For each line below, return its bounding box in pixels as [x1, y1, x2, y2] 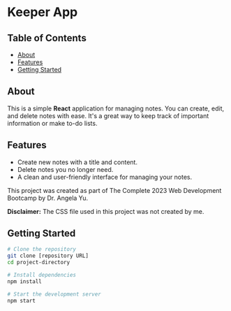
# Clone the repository [7, 246, 77, 253]
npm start [7, 297, 36, 304]
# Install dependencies [7, 272, 77, 279]
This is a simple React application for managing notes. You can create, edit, [7, 104, 225, 113]
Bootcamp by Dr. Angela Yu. [7, 194, 89, 202]
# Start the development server [7, 291, 101, 298]
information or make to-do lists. [7, 119, 98, 127]
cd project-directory [7, 259, 70, 266]
